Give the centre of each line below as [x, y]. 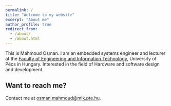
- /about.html [25, 39]
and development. [24, 69]
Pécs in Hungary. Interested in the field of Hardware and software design [83, 64]
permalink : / [19, 10]
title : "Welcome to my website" [40, 15]
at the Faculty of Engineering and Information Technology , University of [81, 58]
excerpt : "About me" [27, 19]
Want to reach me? [36, 86]
